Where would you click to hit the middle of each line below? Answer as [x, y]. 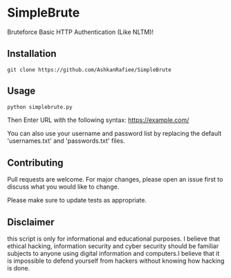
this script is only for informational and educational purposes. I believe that [113, 239]
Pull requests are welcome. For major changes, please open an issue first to [115, 180]
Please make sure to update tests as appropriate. [77, 200]
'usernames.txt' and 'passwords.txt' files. [66, 141]
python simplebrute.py [40, 107]
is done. [19, 268]
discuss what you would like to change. [63, 187]
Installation [32, 54]
